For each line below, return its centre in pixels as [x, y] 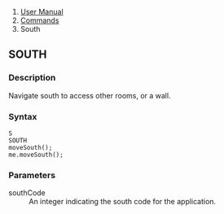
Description [32, 78]
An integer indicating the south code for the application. [123, 202]
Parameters [32, 175]
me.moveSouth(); [36, 155]
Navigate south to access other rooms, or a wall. [90, 95]
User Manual [42, 12]
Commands [40, 20]
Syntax [23, 116]
